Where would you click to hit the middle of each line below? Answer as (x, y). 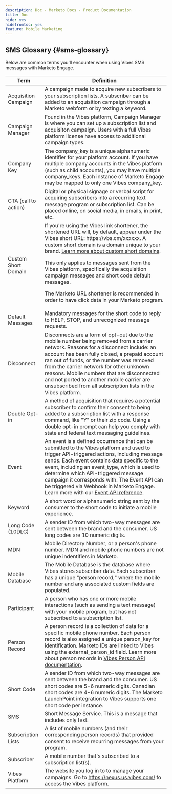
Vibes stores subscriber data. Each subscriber (100, 571)
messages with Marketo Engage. (40, 68)
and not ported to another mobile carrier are (97, 379)
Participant (21, 608)
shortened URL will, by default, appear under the (103, 232)
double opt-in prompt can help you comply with (102, 426)
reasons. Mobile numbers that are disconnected (102, 373)
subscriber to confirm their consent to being (98, 407)
